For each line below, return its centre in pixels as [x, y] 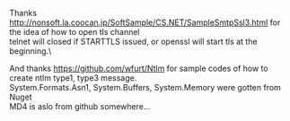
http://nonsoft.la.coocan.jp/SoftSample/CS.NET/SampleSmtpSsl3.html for [145, 22]
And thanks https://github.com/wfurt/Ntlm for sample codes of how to [139, 68]
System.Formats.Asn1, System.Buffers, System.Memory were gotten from [145, 87]
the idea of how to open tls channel [75, 32]
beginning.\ [31, 51]
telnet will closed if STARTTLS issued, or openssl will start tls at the [133, 41]
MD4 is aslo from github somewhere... [80, 106]
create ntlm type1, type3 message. [73, 78]
